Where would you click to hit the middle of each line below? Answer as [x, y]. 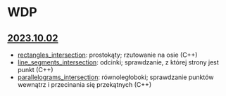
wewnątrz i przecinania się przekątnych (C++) [84, 84]
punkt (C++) [36, 70]
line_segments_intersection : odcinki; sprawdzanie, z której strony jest [118, 62]
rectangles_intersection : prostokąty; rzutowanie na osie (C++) [107, 55]
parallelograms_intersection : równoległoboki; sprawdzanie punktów [115, 77]
